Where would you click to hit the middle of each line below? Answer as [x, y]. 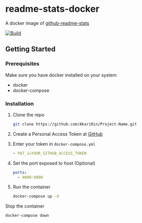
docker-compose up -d [36, 196]
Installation [20, 104]
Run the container [32, 187]
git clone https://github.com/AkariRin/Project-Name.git [75, 124]
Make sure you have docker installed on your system [61, 75]
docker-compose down [27, 216]
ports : [20, 172]
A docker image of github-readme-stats [47, 23]
